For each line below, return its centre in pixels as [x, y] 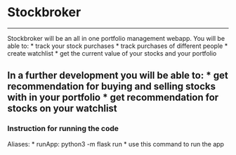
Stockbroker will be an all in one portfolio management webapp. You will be [116, 38]
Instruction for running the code [63, 129]
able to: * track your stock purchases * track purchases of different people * [118, 46]
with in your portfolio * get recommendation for [113, 98]
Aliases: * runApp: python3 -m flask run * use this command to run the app [116, 144]
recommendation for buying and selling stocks [112, 86]
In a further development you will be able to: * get [118, 76]
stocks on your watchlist [62, 109]
